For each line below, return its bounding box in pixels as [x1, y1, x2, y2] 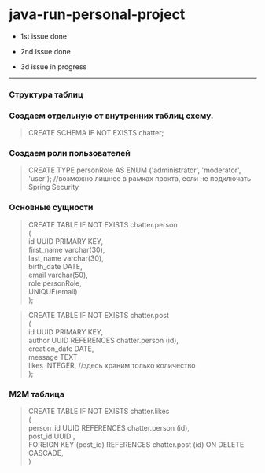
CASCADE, [28, 449, 64, 458]
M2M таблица [9, 388, 65, 399]
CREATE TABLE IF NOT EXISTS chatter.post [28, 310, 170, 320]
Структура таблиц [9, 89, 83, 100]
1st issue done [20, 31, 68, 41]
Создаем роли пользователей [9, 148, 131, 159]
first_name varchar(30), [28, 245, 105, 254]
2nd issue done [20, 46, 72, 56]
